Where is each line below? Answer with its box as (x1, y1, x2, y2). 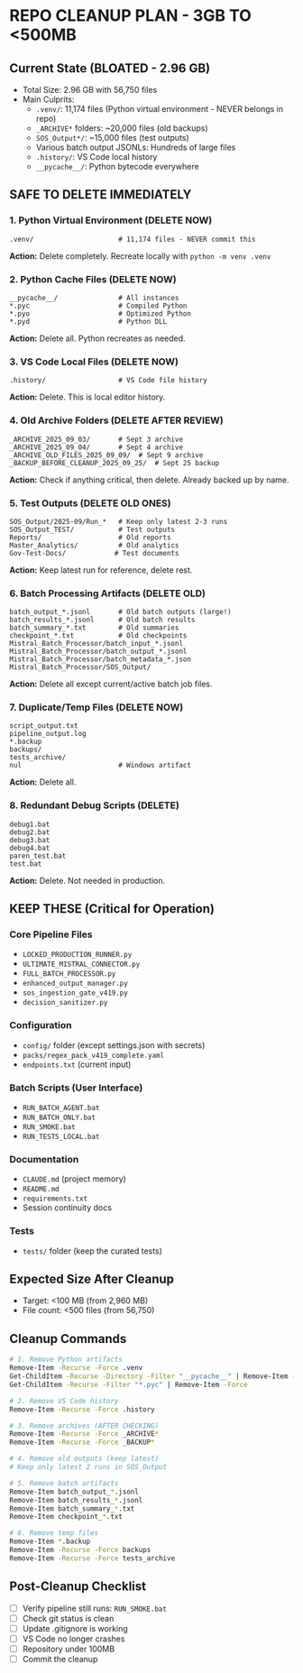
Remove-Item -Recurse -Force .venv (9, 1364, 143, 1373)
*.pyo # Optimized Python (9, 308, 192, 318)
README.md (22, 1185, 60, 1194)
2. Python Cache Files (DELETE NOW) (9, 272, 178, 285)
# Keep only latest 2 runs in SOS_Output (9, 1463, 168, 1472)
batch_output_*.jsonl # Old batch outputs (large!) (9, 608, 232, 617)
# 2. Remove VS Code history (9, 1396, 119, 1405)
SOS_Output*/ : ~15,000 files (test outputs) (35, 133, 189, 142)
